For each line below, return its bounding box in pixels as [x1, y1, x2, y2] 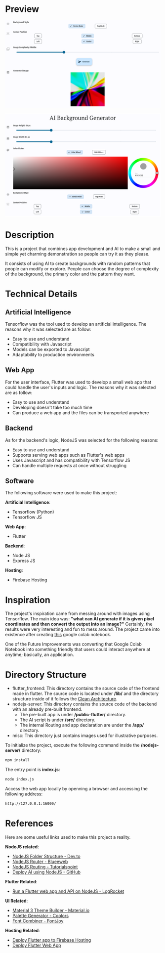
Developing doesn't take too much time [12, 404, 92, 410]
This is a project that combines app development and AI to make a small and [5, 246, 161, 252]
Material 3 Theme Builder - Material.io [12, 907, 90, 913]
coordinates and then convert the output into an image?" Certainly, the [5, 621, 153, 627]
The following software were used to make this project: [5, 490, 117, 496]
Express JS [12, 558, 36, 564]
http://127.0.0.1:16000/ [5, 801, 56, 806]
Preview [5, 3, 40, 15]
